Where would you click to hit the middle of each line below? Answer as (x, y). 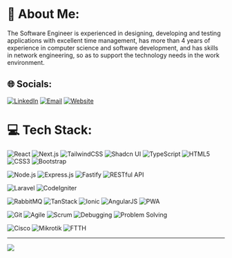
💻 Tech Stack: (50, 130)
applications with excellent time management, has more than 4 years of (109, 40)
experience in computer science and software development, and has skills (113, 48)
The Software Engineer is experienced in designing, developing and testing (114, 33)
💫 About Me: (43, 14)
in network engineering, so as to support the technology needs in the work (113, 55)
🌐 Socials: (30, 85)
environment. (26, 62)
